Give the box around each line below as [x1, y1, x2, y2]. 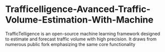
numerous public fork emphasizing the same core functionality [5, 41, 136, 47]
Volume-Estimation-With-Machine [5, 14, 154, 25]
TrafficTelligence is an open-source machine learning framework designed [5, 30, 160, 36]
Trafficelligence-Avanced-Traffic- [5, 3, 151, 15]
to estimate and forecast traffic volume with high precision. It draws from [5, 36, 157, 42]
